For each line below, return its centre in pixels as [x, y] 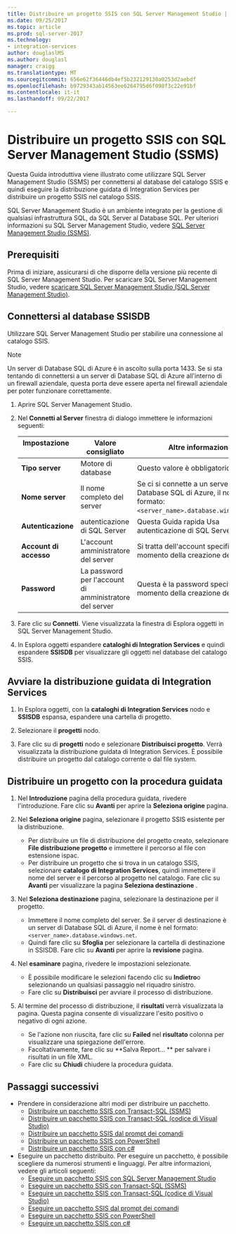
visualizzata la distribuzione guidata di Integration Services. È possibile [120, 752]
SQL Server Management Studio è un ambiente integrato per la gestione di [115, 210]
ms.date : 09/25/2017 [38, 20]
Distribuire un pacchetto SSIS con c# [81, 1148]
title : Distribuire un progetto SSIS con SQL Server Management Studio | [118, 14]
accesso [35, 555]
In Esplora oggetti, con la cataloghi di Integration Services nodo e [114, 710]
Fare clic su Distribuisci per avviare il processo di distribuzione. [120, 993]
